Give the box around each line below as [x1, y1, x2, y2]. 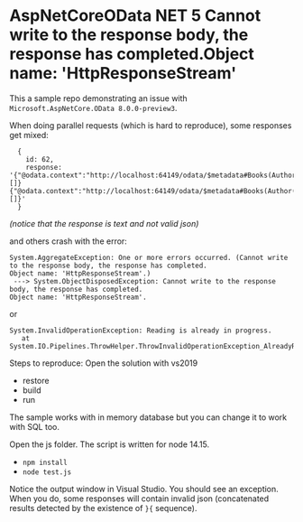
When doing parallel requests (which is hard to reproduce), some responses [9, 119, 292, 131]
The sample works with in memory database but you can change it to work [9, 412, 288, 423]
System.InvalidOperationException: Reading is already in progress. [9, 326, 272, 335]
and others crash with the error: [9, 236, 128, 247]
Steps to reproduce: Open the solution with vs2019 [9, 358, 198, 368]
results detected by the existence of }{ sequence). [9, 502, 197, 513]
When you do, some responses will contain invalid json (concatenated [9, 493, 270, 504]
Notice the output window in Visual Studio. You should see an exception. [9, 483, 280, 494]
